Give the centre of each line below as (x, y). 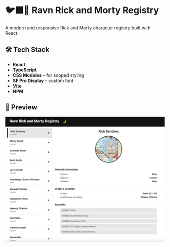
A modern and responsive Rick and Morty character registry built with (78, 28)
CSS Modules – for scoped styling (48, 75)
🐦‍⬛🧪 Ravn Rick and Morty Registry (82, 10)
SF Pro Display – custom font (43, 80)
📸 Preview (21, 107)
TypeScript (25, 70)
